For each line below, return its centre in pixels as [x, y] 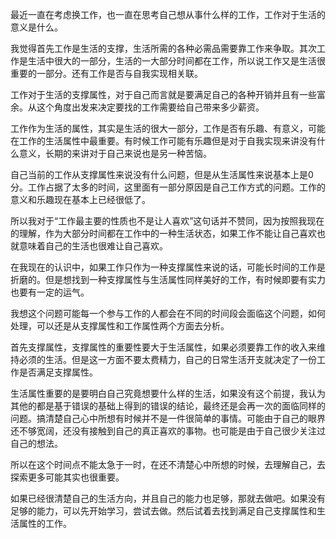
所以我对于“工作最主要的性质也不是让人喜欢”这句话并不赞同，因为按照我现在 [167, 221]
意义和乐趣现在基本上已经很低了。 [80, 199]
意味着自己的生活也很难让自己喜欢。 [93, 246]
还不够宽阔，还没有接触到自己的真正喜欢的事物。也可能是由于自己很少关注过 [168, 431]
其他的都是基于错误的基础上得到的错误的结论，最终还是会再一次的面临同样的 [168, 406]
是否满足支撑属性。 [58, 372]
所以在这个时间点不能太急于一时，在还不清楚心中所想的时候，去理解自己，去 [168, 464]
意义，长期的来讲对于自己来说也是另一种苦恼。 [115, 153]
